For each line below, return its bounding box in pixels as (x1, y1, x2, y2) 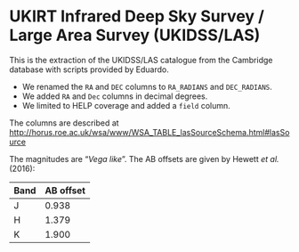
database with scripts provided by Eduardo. (9, 64, 169, 75)
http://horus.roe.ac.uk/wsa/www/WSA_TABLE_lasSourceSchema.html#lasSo (9, 126, 290, 137)
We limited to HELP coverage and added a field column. (21, 100, 231, 110)
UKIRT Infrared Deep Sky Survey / (9, 6, 265, 27)
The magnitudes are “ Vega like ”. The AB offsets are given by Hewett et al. (9, 153, 279, 164)
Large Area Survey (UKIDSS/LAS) (9, 25, 261, 45)
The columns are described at (9, 118, 119, 128)
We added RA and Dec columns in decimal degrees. (21, 91, 208, 102)
